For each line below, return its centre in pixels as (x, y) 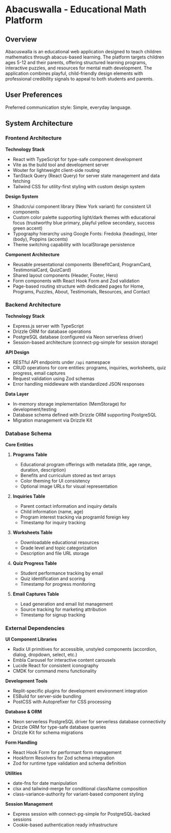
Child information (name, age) (52, 512)
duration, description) (43, 470)
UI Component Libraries (31, 639)
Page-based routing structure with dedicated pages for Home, (79, 286)
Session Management (29, 804)
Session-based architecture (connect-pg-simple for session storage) (85, 342)
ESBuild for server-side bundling (47, 697)
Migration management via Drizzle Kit (52, 420)
